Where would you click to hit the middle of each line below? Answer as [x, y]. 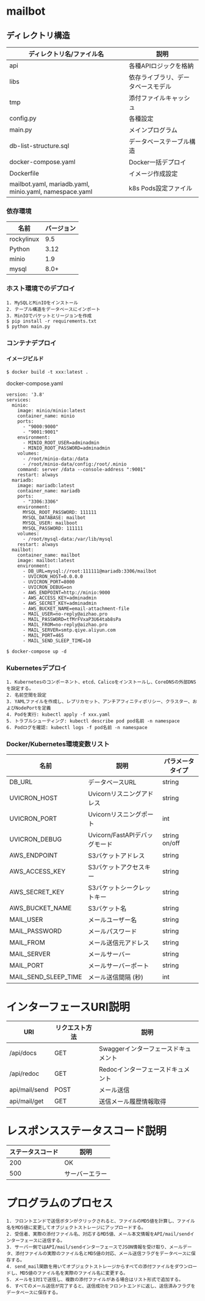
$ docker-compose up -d [37, 651]
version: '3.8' [26, 395]
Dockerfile [24, 173]
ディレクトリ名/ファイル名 [66, 54]
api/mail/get [27, 1101]
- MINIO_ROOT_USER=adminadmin [61, 443]
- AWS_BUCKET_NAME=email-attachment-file [76, 609]
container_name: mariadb [49, 491]
